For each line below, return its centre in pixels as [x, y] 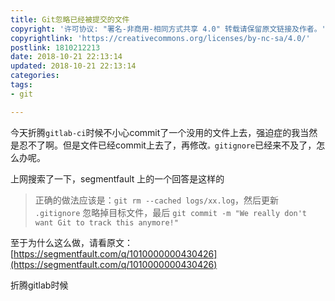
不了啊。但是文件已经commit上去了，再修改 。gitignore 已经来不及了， [172, 145]
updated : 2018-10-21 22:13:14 [73, 66]
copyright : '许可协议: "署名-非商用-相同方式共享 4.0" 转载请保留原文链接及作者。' [168, 29]
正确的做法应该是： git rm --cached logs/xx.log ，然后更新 [157, 200]
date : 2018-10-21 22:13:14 [66, 57]
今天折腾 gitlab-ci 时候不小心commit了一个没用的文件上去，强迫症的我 [155, 132]
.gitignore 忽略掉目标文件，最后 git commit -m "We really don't [171, 212]
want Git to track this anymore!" [106, 222]
